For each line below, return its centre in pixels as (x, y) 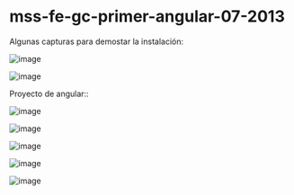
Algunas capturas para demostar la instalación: (97, 41)
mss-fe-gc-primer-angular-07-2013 (147, 17)
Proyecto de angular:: (49, 93)
